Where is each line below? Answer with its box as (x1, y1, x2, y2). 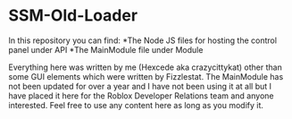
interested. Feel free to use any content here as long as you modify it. (8, 99, 264, 110)
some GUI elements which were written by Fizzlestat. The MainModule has (8, 71, 284, 81)
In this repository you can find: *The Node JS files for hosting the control (8, 35, 278, 46)
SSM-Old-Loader (8, 5, 138, 26)
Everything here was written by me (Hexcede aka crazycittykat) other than (8, 62, 282, 72)
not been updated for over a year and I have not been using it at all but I (8, 81, 272, 91)
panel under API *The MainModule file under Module (8, 44, 204, 55)
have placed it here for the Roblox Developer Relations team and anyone (8, 90, 274, 101)
